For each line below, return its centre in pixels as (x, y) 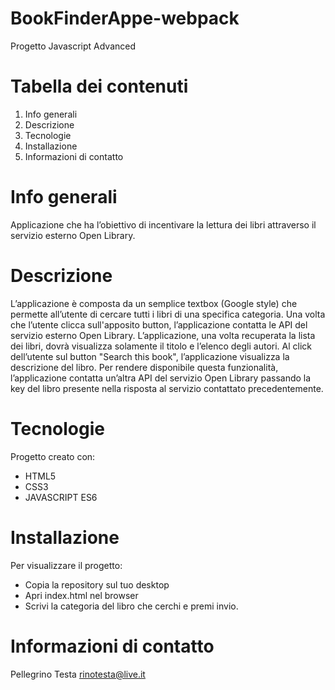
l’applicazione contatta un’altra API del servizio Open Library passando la (161, 378)
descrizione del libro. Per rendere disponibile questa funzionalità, (144, 367)
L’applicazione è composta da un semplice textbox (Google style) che (154, 303)
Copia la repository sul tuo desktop (97, 584)
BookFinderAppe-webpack (125, 18)
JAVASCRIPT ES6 (61, 497)
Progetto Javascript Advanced (73, 46)
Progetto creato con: (53, 456)
